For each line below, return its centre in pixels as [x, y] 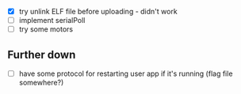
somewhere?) [41, 83]
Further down [42, 55]
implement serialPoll [52, 21]
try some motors [46, 29]
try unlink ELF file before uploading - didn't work [98, 11]
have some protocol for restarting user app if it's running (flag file [126, 73]
